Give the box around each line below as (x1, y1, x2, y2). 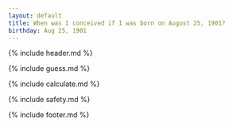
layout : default (8, 11, 62, 20)
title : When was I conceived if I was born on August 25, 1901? (8, 19, 226, 27)
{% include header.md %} (8, 49, 93, 58)
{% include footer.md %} (8, 110, 90, 120)
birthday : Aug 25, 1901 (8, 26, 87, 34)
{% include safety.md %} (8, 95, 91, 104)
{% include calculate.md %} (8, 79, 100, 89)
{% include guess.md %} (8, 64, 90, 73)
